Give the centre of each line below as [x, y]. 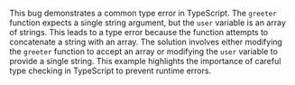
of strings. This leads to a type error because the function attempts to [139, 32]
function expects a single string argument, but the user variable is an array [148, 23]
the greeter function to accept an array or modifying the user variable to [143, 52]
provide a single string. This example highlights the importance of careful [145, 61]
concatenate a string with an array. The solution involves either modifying [146, 42]
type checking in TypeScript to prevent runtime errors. [111, 71]
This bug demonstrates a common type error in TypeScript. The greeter [143, 13]
